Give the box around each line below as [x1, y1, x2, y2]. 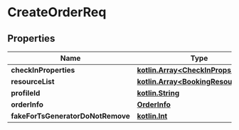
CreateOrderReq [7, 4, 107, 20]
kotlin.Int [137, 111, 168, 121]
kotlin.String [137, 88, 180, 97]
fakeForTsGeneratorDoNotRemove [11, 111, 130, 121]
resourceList [11, 77, 55, 86]
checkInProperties [11, 65, 75, 75]
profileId [11, 88, 41, 97]
